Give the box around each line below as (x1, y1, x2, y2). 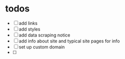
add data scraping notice (18, 32, 70, 38)
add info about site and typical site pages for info (18, 38, 120, 44)
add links (18, 20, 37, 26)
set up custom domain (18, 43, 65, 50)
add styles (18, 26, 40, 32)
